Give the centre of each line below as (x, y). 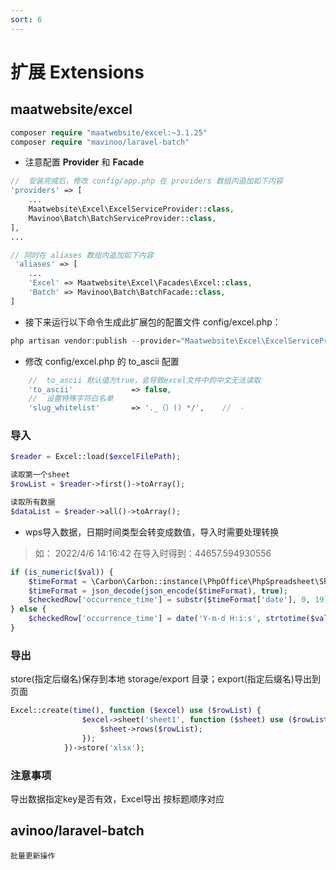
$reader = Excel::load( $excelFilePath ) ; (96, 457)
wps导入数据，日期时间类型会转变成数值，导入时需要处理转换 (152, 532)
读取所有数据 (33, 502)
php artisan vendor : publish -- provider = (96, 341)
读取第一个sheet (40, 475)
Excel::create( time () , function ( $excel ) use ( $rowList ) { (136, 711)
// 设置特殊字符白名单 (71, 399)
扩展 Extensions (77, 72)
